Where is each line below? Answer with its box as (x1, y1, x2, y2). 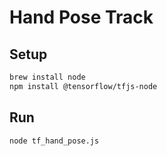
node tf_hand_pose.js (9, 136, 100, 146)
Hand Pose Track (9, 6, 154, 29)
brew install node (9, 72, 86, 82)
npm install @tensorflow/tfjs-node (9, 81, 158, 91)
